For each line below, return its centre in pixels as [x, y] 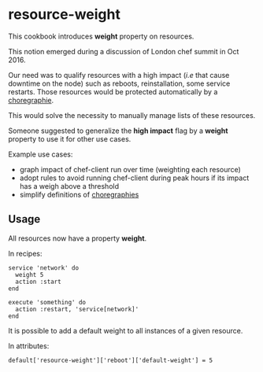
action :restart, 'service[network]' [77, 309]
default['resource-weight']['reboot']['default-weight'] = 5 [111, 360]
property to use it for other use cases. [70, 138]
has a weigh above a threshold [69, 186]
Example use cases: [41, 154]
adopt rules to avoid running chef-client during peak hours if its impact [134, 178]
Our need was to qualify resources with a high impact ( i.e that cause [119, 75]
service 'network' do [44, 268]
